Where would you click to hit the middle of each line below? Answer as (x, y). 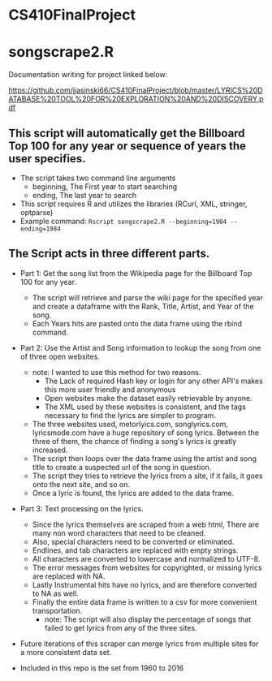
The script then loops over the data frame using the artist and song (145, 458)
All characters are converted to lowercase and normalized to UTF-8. (146, 558)
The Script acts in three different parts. (109, 254)
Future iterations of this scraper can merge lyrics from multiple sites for (139, 644)
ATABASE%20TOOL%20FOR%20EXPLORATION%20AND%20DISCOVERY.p (136, 99)
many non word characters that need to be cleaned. (119, 532)
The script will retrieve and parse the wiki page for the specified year (148, 297)
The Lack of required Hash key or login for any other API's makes (154, 381)
